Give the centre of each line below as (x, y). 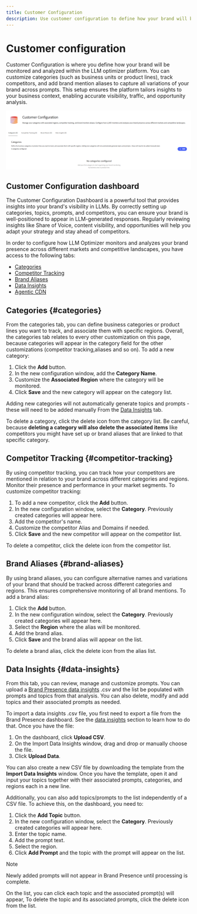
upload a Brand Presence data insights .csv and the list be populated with (95, 690)
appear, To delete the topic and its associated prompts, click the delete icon (98, 899)
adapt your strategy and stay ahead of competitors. (68, 232)
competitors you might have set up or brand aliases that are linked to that (94, 433)
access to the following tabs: (41, 255)
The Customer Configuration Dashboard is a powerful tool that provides (93, 201)
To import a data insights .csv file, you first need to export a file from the (93, 713)
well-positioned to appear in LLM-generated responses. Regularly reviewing (98, 219)
